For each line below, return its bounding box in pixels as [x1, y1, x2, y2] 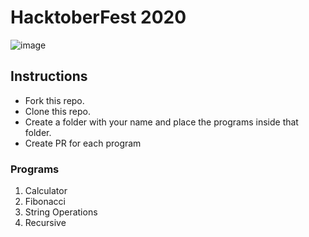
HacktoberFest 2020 [10, 6, 187, 29]
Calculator [24, 185, 68, 197]
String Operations [24, 206, 98, 218]
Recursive [24, 217, 67, 229]
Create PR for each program [24, 137, 142, 149]
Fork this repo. [24, 94, 85, 106]
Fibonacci [24, 196, 66, 208]
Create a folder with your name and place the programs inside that [24, 116, 299, 128]
